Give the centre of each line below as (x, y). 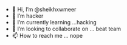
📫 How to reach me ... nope (47, 36)
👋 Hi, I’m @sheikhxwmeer (44, 9)
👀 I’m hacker (28, 16)
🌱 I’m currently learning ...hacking (54, 22)
